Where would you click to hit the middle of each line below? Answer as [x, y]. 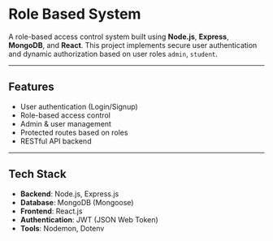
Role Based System [75, 14]
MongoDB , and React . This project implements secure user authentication [133, 45]
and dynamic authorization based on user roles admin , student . [113, 54]
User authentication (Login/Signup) [79, 106]
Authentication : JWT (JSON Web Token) [89, 219]
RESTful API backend [56, 141]
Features [31, 87]
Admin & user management [66, 123]
